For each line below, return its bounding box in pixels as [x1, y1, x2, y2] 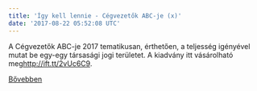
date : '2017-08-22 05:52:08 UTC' [8, 19, 121, 27]
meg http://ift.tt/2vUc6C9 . [8, 58, 93, 68]
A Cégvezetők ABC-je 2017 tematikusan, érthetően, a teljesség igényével [8, 41, 251, 51]
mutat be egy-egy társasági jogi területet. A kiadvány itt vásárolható [8, 50, 234, 60]
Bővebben [8, 74, 43, 84]
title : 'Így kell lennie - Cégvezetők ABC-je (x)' [8, 11, 182, 20]
